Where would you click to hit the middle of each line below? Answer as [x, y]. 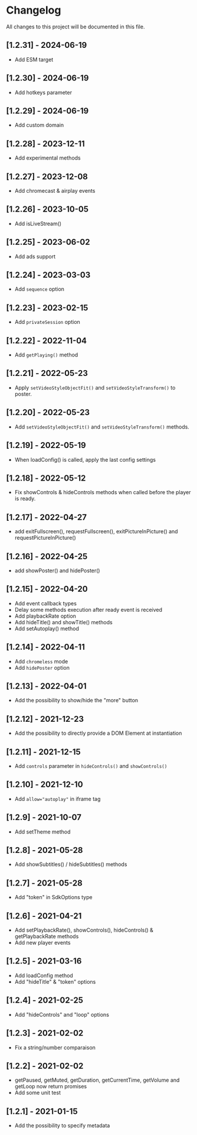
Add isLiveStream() [38, 223]
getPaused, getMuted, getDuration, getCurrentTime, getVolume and [97, 1080]
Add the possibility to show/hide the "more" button [76, 701]
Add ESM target [34, 59]
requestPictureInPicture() [45, 538]
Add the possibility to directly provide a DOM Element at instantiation [98, 733]
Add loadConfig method [44, 975]
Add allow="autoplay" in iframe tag [58, 799]
